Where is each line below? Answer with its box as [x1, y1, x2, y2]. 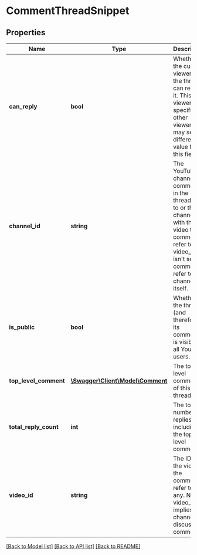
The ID [172, 455, 192, 462]
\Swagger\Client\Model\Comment [70, 377, 168, 385]
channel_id [9, 222, 41, 230]
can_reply [9, 103, 38, 110]
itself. [172, 285, 189, 292]
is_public [9, 323, 35, 331]
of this [172, 384, 191, 392]
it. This [172, 92, 192, 99]
